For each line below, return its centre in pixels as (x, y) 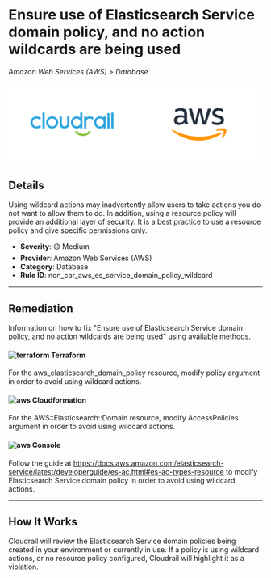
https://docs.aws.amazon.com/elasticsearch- (148, 463)
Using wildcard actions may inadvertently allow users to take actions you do (135, 205)
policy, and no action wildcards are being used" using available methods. (130, 336)
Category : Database (54, 267)
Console (46, 445)
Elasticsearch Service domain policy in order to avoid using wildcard (122, 480)
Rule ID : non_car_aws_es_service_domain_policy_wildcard (116, 276)
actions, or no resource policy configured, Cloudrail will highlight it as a (126, 559)
